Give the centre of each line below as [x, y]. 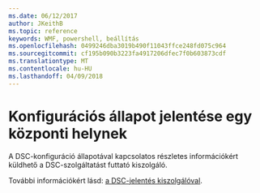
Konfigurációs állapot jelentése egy [130, 116]
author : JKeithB [36, 24]
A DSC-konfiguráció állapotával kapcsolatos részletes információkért [124, 156]
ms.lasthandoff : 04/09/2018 [56, 76]
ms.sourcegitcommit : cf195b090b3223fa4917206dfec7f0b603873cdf [117, 54]
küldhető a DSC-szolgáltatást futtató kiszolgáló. [88, 165]
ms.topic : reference [43, 31]
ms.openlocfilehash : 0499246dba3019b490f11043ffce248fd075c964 [117, 46]
